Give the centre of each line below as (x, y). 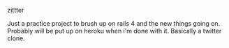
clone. (16, 38)
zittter (16, 10)
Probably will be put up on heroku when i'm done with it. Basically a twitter (114, 31)
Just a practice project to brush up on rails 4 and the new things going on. (114, 23)
